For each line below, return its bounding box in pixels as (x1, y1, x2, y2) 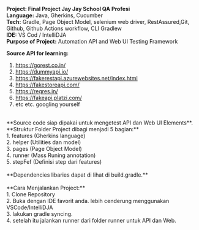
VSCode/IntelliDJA (6, 204, 53, 211)
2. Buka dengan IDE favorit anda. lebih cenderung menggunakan (6, 197, 170, 204)
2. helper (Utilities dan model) (6, 139, 81, 146)
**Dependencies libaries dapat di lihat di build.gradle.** (6, 171, 148, 178)
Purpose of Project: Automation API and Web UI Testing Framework (6, 38, 178, 45)
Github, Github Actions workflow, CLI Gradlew (6, 25, 122, 32)
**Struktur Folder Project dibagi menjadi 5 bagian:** (6, 126, 140, 132)
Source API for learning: (6, 50, 69, 57)
